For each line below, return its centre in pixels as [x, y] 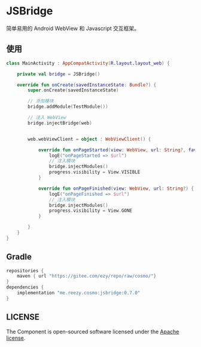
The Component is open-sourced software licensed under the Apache [93, 331]
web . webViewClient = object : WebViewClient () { [89, 139]
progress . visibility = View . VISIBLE [95, 172]
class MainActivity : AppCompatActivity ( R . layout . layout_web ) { [88, 63]
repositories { [25, 270]
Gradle [19, 257]
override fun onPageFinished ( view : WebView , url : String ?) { [116, 188]
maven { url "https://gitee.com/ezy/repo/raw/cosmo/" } [87, 276]
